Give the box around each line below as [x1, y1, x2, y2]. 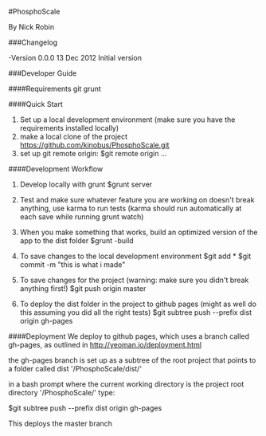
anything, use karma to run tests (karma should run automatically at [19, 203, 242, 213]
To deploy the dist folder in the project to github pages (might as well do [19, 299, 257, 308]
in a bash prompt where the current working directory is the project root [8, 379, 244, 389]
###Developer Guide [8, 69, 77, 78]
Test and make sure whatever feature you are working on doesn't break [19, 195, 255, 204]
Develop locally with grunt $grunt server [19, 179, 153, 189]
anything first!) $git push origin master [19, 284, 147, 293]
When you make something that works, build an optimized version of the [19, 227, 258, 237]
